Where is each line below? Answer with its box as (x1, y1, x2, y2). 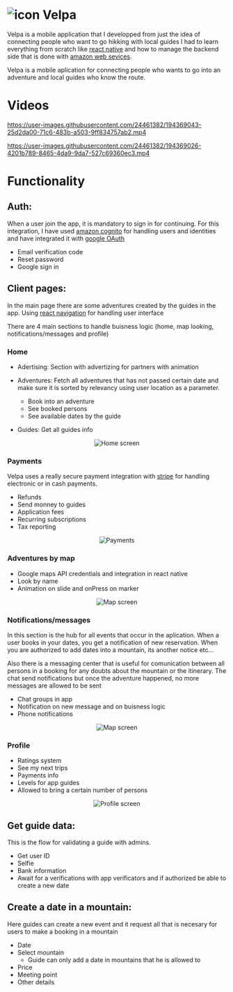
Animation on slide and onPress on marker (17, 584, 139, 592)
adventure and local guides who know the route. (7, 73, 146, 82)
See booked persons (27, 404, 88, 412)
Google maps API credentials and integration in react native (17, 569, 188, 578)
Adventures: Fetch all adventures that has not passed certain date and (17, 376, 219, 385)
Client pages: (7, 283, 67, 295)
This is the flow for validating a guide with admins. (7, 838, 151, 846)
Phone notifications (17, 709, 74, 718)
